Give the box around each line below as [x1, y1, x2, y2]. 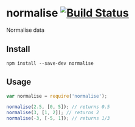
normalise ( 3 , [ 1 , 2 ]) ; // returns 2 [6, 110, 99, 116]
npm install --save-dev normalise [6, 60, 94, 67]
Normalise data [6, 26, 44, 34]
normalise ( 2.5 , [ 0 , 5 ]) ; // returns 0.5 [6, 104, 111, 110]
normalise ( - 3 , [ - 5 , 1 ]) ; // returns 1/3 [6, 115, 111, 122]
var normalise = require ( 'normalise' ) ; [6, 93, 108, 99]
